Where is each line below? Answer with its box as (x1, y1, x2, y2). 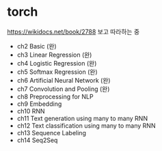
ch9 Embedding (16, 100, 62, 108)
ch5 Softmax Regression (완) (16, 68, 98, 76)
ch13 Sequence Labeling (16, 128, 87, 137)
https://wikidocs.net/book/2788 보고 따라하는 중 (7, 27, 140, 36)
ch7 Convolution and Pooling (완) (16, 85, 110, 93)
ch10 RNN (16, 107, 46, 115)
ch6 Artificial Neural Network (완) (16, 76, 111, 84)
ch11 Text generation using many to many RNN (16, 114, 148, 122)
